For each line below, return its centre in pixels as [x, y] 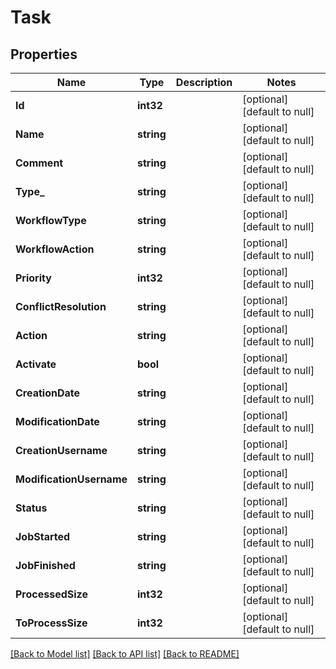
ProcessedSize [51, 594]
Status [31, 508]
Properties [44, 54]
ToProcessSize [51, 623]
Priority [33, 278]
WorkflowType [51, 220]
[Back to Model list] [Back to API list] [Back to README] [125, 654]
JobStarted [43, 536]
